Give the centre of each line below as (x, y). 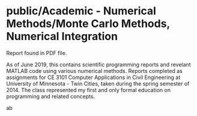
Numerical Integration (62, 36)
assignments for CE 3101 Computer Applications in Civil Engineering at (93, 77)
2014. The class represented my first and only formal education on (89, 90)
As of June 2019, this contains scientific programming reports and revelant (98, 65)
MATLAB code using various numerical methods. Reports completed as (95, 71)
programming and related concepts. (50, 96)
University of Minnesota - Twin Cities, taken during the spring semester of (98, 83)
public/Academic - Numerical (81, 11)
